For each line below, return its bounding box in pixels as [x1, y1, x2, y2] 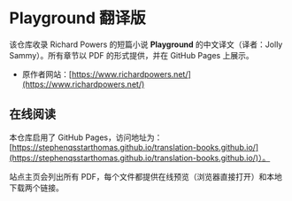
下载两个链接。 [9, 182, 64, 193]
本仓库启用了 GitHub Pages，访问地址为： [9, 132, 163, 143]
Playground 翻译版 [9, 8, 146, 28]
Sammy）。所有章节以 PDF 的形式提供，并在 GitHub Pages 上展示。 [9, 50, 254, 60]
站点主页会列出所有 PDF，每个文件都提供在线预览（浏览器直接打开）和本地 [9, 171, 283, 182]
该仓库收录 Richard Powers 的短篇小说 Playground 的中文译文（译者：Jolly [9, 39, 283, 50]
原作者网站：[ [21, 68, 73, 80]
